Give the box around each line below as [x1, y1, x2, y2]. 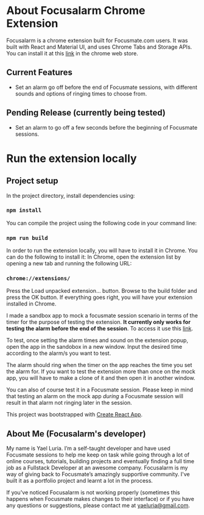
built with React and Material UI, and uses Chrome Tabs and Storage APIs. [6, 43, 192, 51]
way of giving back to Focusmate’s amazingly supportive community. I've [6, 471, 190, 478]
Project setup [6, 176, 59, 186]
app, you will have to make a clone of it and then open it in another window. [6, 374, 195, 382]
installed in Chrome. [6, 300, 57, 307]
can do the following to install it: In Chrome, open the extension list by [6, 253, 181, 261]
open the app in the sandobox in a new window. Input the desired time [6, 343, 183, 351]
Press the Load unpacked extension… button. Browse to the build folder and [6, 287, 197, 295]
